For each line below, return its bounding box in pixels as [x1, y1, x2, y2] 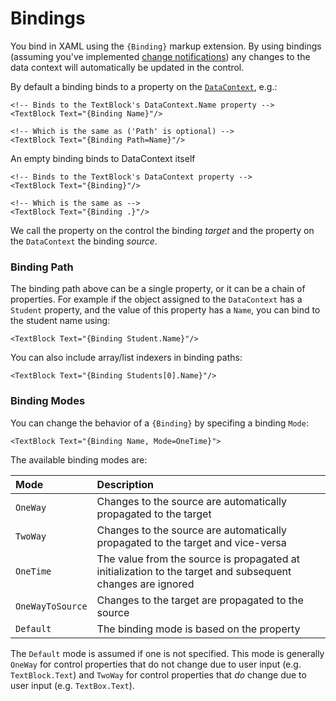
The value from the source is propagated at [96, 552, 300, 566]
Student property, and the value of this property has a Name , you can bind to [10, 304, 321, 316]
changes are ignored [96, 577, 195, 591]
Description [96, 477, 155, 491]
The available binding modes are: [10, 453, 148, 466]
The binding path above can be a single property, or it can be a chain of [10, 283, 306, 295]
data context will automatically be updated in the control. [10, 61, 245, 73]
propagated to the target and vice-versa [96, 535, 287, 549]
